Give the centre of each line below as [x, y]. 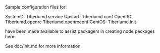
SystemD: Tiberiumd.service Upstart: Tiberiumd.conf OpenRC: [69, 16]
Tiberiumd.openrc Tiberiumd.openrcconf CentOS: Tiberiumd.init [71, 22]
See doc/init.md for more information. [43, 46]
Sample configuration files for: [36, 7]
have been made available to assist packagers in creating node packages [80, 31]
